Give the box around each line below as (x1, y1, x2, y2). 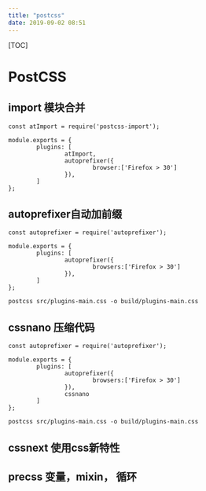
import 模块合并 (8, 101, 86, 115)
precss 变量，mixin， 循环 (8, 470, 138, 483)
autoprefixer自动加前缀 (8, 207, 123, 221)
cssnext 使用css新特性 (8, 441, 120, 454)
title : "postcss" (8, 11, 65, 20)
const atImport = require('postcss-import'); (8, 123, 160, 130)
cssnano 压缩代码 (8, 321, 96, 334)
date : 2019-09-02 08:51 (8, 19, 86, 27)
